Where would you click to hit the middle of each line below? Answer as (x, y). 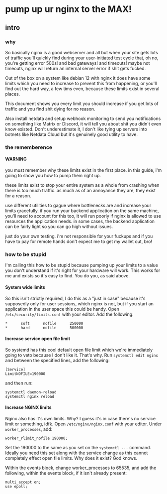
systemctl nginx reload (30, 396)
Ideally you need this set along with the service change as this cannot (77, 453)
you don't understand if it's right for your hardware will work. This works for (83, 270)
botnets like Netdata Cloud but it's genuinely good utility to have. (72, 134)
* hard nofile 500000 (44, 328)
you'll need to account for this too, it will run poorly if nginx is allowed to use (83, 216)
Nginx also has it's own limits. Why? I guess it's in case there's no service (80, 418)
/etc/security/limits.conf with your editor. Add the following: (69, 314)
